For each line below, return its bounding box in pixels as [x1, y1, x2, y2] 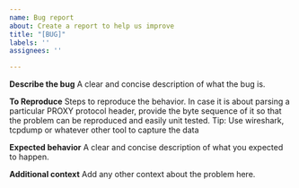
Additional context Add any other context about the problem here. [9, 169, 256, 180]
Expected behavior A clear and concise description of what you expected [9, 142, 284, 153]
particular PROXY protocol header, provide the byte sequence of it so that [9, 106, 282, 116]
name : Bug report [9, 13, 75, 22]
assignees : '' [9, 47, 63, 56]
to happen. [9, 151, 49, 162]
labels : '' [9, 38, 50, 47]
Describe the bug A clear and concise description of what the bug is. [9, 79, 266, 90]
